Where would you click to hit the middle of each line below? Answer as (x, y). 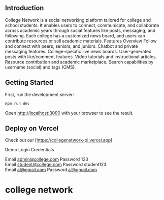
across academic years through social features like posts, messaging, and (80, 30)
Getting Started (29, 83)
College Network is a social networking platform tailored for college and (78, 20)
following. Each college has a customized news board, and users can (75, 35)
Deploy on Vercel (32, 128)
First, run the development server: (40, 94)
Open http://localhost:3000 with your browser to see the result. (69, 113)
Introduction (25, 8)
